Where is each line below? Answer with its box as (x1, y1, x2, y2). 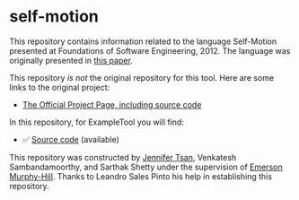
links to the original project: (9, 82, 110, 92)
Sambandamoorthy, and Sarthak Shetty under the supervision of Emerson (9, 161, 283, 172)
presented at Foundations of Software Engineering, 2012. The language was (9, 45, 291, 56)
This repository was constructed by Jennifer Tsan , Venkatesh (9, 152, 237, 162)
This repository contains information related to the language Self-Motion (9, 36, 277, 47)
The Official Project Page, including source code (22, 99, 202, 109)
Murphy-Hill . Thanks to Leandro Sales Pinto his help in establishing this (9, 170, 272, 181)
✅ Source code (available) (22, 134, 119, 144)
